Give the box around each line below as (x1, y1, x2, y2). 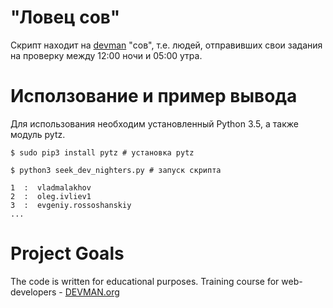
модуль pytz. (10, 128, 66, 140)
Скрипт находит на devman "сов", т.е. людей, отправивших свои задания (10, 39, 323, 51)
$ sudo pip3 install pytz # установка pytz (10, 147, 195, 158)
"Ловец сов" (10, 6, 121, 29)
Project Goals (10, 242, 125, 265)
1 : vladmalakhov (10, 182, 92, 193)
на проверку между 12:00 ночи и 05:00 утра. (10, 49, 203, 61)
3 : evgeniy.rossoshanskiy (10, 200, 132, 210)
